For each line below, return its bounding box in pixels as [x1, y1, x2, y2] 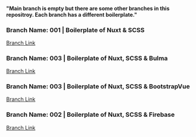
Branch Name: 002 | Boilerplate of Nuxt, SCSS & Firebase [6, 110, 175, 119]
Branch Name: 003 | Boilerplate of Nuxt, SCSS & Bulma [6, 54, 168, 62]
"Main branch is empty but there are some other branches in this [6, 5, 170, 12]
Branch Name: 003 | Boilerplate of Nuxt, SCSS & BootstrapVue [6, 82, 190, 91]
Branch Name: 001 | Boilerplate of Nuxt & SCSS [6, 26, 145, 34]
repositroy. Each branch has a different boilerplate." [6, 11, 138, 18]
